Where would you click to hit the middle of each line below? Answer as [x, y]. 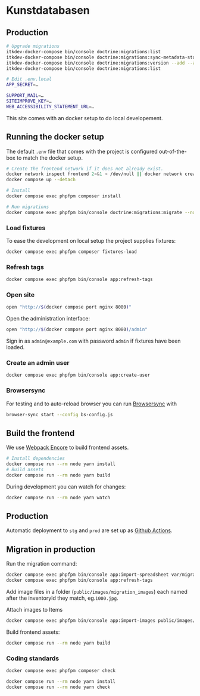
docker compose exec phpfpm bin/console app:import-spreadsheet [87, 575]
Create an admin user [38, 363]
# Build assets [25, 469]
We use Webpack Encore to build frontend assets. [68, 448]
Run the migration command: [42, 564]
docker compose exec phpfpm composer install [63, 196]
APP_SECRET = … [22, 85]
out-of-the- [173, 151]
